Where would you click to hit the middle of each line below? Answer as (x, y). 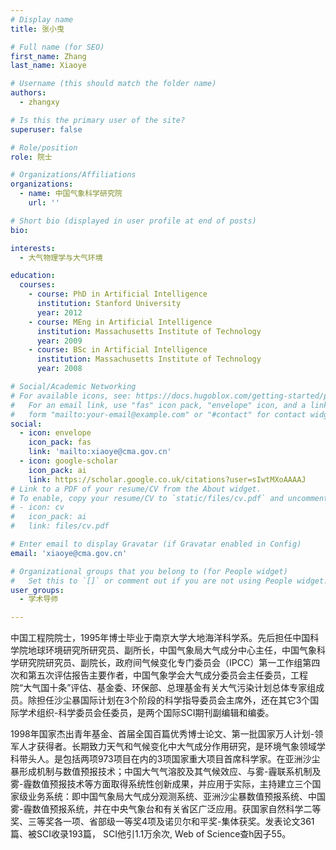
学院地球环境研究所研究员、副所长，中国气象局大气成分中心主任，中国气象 (163, 650)
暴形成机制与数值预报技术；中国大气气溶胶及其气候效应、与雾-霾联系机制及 (166, 772)
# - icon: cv (37, 507)
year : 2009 (59, 341)
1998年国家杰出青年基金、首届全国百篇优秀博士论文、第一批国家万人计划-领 (167, 734)
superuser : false (46, 129)
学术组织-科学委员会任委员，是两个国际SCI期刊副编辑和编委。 (146, 713)
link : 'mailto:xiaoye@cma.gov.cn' (100, 452)
